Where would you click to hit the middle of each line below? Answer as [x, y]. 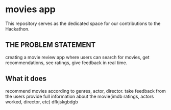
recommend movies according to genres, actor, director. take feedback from [86, 91]
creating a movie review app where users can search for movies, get [77, 57]
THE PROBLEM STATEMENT [51, 45]
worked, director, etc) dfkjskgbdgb [42, 102]
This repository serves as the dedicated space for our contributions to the [83, 23]
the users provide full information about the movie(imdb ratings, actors [80, 96]
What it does [26, 79]
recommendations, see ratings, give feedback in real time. [66, 63]
